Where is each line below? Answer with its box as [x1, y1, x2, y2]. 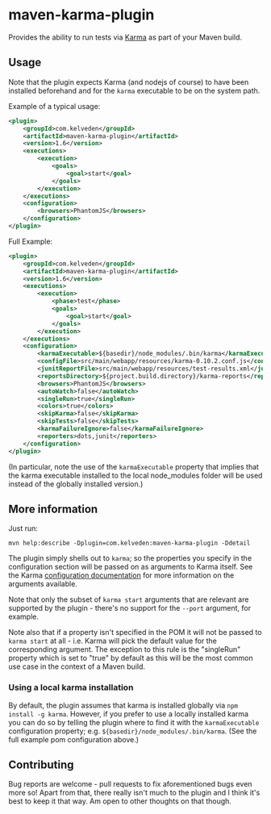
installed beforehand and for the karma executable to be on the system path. [8, 86, 261, 95]
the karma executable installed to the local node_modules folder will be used [8, 470, 263, 480]
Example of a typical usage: [8, 101, 101, 111]
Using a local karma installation [8, 682, 134, 693]
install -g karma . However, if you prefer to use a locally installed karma [8, 708, 248, 719]
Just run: [8, 524, 39, 533]
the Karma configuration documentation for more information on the [8, 570, 235, 580]
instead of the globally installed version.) [8, 478, 144, 489]
